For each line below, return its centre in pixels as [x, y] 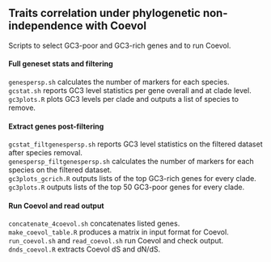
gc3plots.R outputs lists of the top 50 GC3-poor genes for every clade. [127, 187]
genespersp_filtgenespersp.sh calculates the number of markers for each [131, 162]
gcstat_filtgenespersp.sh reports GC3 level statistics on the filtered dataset [135, 144]
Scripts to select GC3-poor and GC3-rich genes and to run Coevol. [120, 45]
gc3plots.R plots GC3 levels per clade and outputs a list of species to [123, 99]
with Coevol [116, 26]
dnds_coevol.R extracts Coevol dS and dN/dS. [84, 249]
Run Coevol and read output [56, 205]
